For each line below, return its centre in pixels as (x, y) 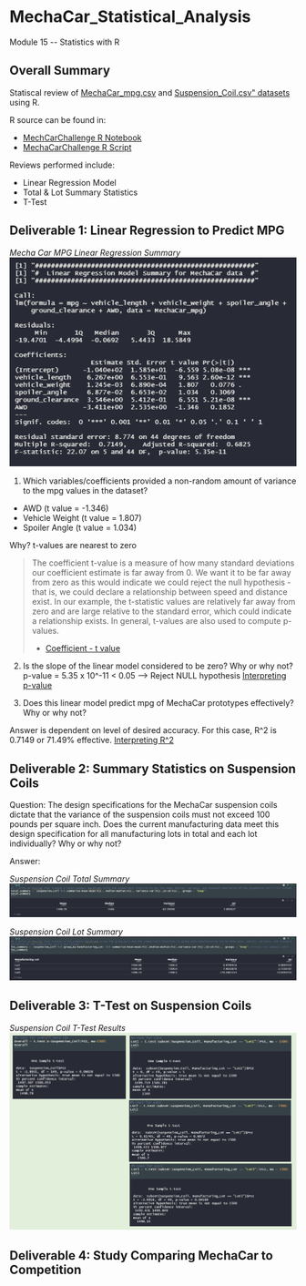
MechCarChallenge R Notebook (82, 138)
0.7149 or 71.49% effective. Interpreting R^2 (92, 740)
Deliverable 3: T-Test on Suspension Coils (131, 1006)
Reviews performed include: (62, 165)
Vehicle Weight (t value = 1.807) (82, 518)
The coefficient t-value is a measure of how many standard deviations (163, 563)
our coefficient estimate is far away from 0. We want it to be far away (161, 573)
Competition (46, 1269)
